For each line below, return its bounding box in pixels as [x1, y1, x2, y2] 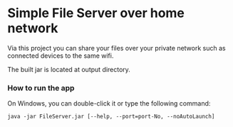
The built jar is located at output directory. [7, 65, 130, 73]
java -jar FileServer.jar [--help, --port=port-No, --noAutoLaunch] [7, 113, 215, 121]
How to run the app [7, 83, 75, 93]
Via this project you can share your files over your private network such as [7, 44, 226, 52]
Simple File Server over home [7, 5, 185, 21]
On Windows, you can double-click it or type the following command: [7, 99, 211, 108]
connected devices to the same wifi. [7, 51, 114, 60]
